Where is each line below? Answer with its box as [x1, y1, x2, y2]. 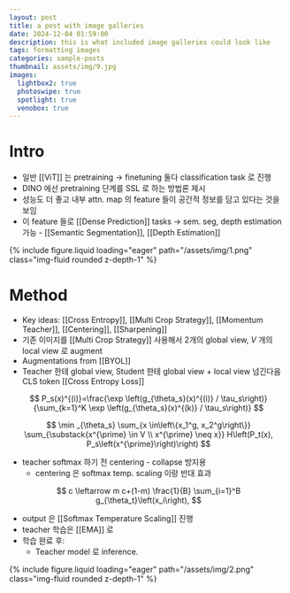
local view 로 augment [21, 346, 103, 357]
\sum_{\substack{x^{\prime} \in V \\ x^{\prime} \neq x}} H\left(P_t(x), [23, 429, 274, 440]
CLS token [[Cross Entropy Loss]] [21, 376, 145, 387]
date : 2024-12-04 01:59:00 [9, 29, 109, 38]
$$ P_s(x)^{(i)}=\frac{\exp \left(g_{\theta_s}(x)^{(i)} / [29, 393, 219, 404]
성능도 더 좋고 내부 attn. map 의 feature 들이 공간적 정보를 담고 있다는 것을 [21, 194, 280, 204]
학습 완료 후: [21, 535, 65, 546]
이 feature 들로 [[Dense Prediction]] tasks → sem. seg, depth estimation [21, 216, 282, 227]
